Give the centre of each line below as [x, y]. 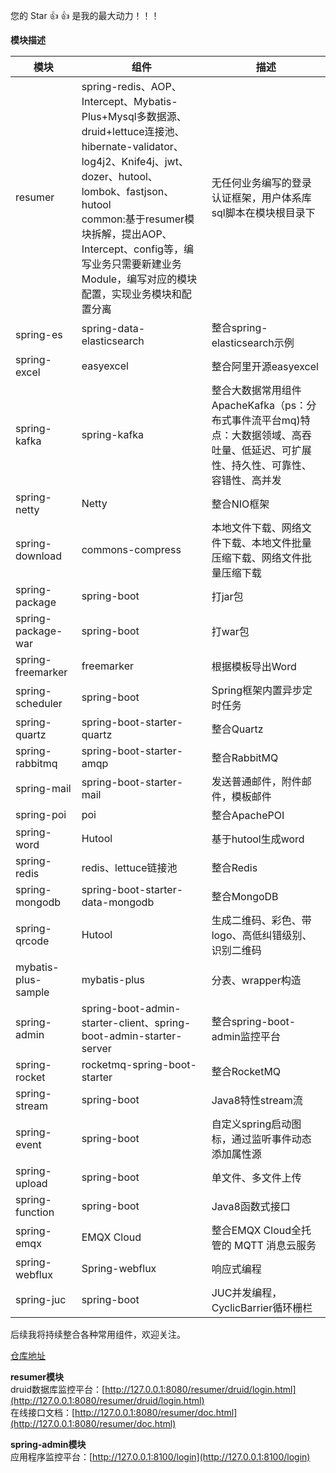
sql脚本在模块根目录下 [263, 212]
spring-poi [41, 814]
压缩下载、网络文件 [256, 557]
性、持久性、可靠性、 [261, 465]
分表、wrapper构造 [256, 980]
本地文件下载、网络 [256, 527]
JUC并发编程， [247, 1292]
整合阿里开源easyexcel [265, 366]
